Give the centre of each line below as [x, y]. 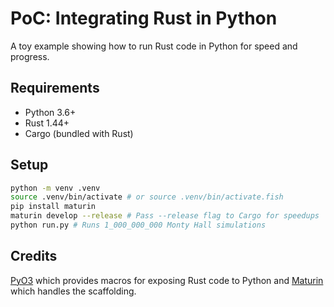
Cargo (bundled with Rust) [79, 133]
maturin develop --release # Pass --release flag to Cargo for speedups [165, 216]
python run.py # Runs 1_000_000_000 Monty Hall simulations [138, 225]
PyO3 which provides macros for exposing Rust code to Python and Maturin [167, 280]
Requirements [55, 88]
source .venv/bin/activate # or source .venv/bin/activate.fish [147, 197]
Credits [34, 256]
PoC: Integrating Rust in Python [144, 18]
